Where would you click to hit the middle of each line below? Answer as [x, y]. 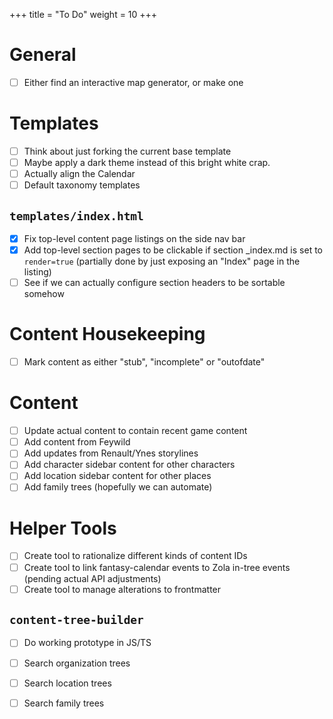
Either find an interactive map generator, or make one [133, 82]
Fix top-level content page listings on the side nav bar [134, 238]
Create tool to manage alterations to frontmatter [122, 589]
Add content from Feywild [77, 442]
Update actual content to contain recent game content [135, 431]
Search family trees [64, 703]
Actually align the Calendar [79, 174]
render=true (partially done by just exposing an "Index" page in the [162, 261]
